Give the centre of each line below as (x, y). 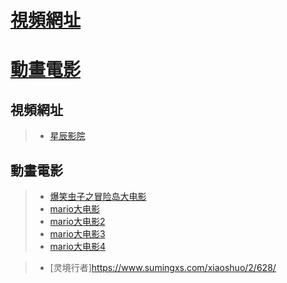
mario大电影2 (77, 221)
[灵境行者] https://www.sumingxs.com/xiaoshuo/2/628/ (163, 267)
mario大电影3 (77, 234)
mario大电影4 (77, 246)
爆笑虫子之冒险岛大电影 (98, 196)
